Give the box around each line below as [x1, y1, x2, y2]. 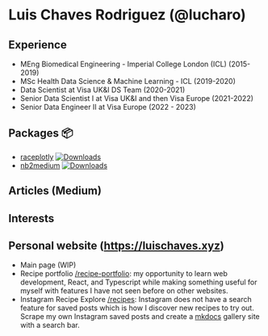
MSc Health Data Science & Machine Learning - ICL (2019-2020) [19, 77, 237, 86]
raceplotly [19, 152, 54, 162]
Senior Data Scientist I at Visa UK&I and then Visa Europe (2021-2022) [19, 94, 254, 103]
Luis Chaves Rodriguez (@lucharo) [8, 6, 246, 24]
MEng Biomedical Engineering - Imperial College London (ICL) [19, 59, 228, 69]
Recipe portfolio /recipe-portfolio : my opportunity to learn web [19, 269, 228, 279]
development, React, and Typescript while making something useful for [19, 277, 258, 288]
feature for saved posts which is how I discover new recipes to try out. [19, 303, 254, 313]
